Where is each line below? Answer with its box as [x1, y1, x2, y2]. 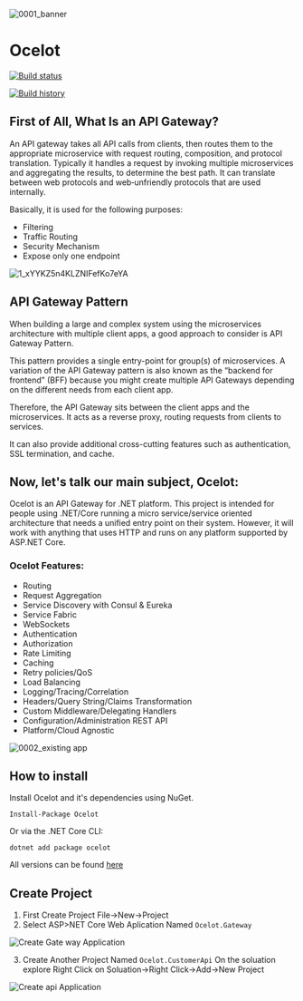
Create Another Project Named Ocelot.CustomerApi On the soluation [22, 955, 276, 966]
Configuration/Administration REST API [22, 714, 168, 725]
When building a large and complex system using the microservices [9, 318, 262, 329]
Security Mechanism [22, 240, 99, 251]
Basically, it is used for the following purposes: [9, 204, 184, 215]
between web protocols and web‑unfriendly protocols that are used [9, 177, 261, 188]
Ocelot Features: [9, 559, 84, 572]
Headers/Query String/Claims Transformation [22, 695, 193, 706]
